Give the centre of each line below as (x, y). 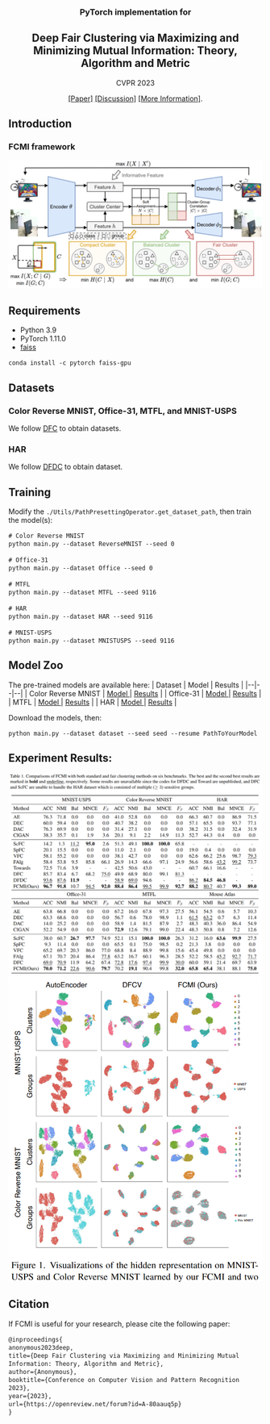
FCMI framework (42, 147)
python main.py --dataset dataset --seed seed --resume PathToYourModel (133, 733)
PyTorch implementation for (135, 12)
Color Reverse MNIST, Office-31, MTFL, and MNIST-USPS (123, 411)
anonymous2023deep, (41, 1347)
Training (30, 492)
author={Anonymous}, (43, 1372)
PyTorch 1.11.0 (43, 339)
